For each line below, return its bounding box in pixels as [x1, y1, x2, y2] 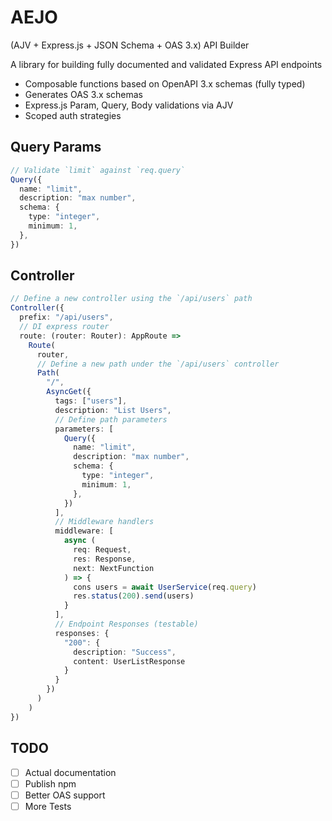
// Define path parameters [54, 414, 168, 425]
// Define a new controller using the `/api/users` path [10, 294, 253, 304]
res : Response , [73, 554, 137, 564]
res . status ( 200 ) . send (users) [73, 591, 195, 601]
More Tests [24, 800, 72, 812]
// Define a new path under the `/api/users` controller [36, 359, 280, 369]
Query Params [10, 139, 102, 156]
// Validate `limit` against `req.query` [10, 165, 186, 175]
